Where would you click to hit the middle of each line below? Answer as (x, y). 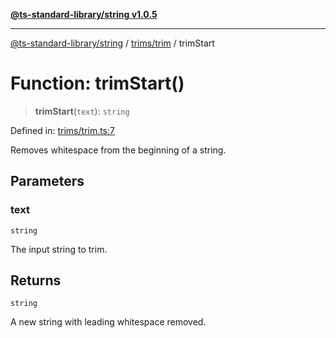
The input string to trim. (59, 249)
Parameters (47, 181)
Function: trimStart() (97, 83)
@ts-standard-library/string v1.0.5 (84, 14)
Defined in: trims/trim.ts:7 (62, 130)
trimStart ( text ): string (82, 111)
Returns (36, 280)
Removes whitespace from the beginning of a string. (118, 150)
